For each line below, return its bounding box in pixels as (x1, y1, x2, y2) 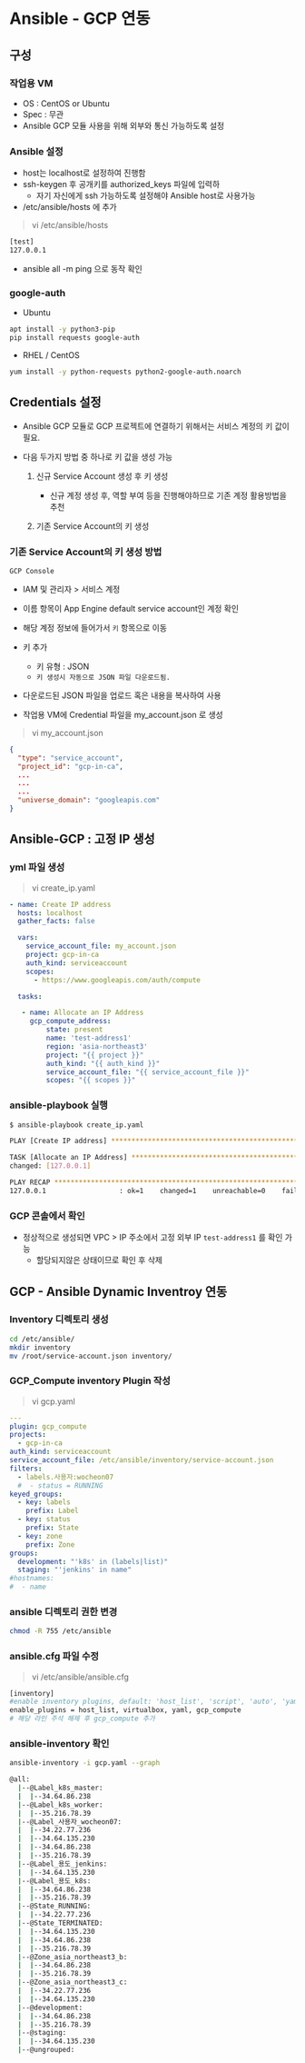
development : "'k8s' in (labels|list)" (17, 1557, 169, 1566)
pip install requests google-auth (9, 334, 141, 343)
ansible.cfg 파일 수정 (9, 1650, 100, 1663)
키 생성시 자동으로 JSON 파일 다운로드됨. (35, 673, 171, 682)
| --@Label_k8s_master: (17, 1783, 103, 1793)
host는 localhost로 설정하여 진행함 (22, 167, 146, 178)
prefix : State (25, 1523, 79, 1532)
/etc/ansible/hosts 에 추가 (22, 202, 117, 213)
